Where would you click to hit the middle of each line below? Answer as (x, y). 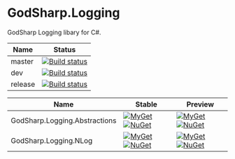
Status (65, 49)
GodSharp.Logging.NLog (52, 140)
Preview (200, 104)
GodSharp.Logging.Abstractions (64, 120)
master (22, 61)
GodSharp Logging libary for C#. (54, 32)
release (23, 84)
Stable (146, 104)
